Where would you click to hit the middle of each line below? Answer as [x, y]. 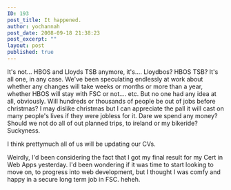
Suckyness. [24, 130]
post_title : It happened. [44, 20]
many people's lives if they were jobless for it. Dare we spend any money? [112, 115]
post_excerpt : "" [32, 39]
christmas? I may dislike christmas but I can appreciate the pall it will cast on [115, 108]
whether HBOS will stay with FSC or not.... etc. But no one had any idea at [112, 93]
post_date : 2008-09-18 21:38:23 [53, 33]
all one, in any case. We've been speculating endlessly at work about [105, 79]
